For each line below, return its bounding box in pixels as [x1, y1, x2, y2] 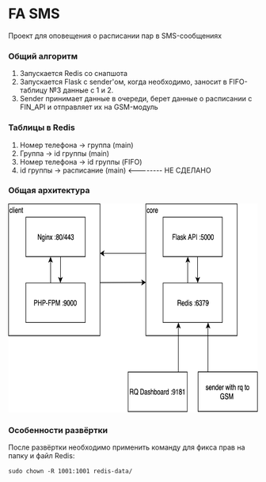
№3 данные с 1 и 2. [48, 85, 114, 95]
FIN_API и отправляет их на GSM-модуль [19, 102, 158, 112]
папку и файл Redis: [8, 451, 75, 461]
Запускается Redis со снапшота [19, 69, 128, 78]
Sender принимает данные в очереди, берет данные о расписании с [19, 94, 253, 104]
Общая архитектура [8, 185, 90, 196]
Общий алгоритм [8, 51, 78, 62]
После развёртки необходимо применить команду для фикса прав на [8, 442, 245, 452]
